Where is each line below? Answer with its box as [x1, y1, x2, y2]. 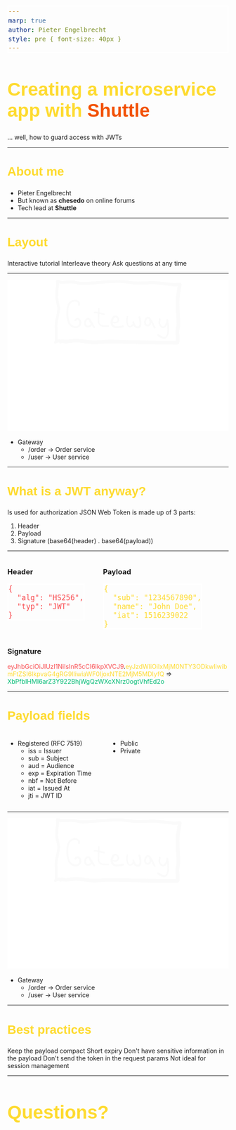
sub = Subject [27, 754, 69, 762]
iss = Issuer [27, 746, 62, 755]
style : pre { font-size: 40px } [8, 34, 122, 43]
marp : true [8, 16, 46, 25]
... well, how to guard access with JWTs [7, 133, 122, 142]
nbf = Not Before [27, 776, 77, 785]
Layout [7, 235, 48, 249]
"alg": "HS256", [17, 593, 84, 603]
